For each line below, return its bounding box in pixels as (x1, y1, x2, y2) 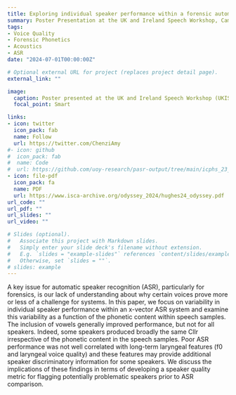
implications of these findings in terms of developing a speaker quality (7, 365, 211, 373)
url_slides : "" (7, 212, 52, 219)
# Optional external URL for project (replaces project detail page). (7, 68, 218, 76)
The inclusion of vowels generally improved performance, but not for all (7, 320, 215, 329)
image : (7, 88, 27, 95)
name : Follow (13, 133, 52, 141)
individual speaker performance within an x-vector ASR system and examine (7, 305, 229, 313)
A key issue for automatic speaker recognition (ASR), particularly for (7, 283, 205, 292)
